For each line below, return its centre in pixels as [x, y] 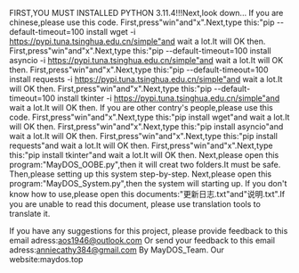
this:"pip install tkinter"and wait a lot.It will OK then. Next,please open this [144, 155]
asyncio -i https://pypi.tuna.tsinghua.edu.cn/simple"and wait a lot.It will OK [146, 60]
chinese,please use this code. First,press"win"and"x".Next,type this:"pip [142, 22]
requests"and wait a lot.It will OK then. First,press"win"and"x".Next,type [141, 145]
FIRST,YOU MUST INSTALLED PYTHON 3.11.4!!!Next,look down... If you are [146, 13]
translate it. [30, 214]
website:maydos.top [46, 259]
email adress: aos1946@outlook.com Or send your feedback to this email [142, 240]
